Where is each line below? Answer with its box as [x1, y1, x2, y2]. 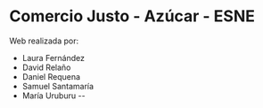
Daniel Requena [21, 71, 81, 81]
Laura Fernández [21, 52, 85, 63]
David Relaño [21, 62, 71, 73]
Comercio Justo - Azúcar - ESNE [9, 6, 256, 27]
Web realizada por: [9, 35, 78, 46]
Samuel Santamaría [21, 81, 95, 91]
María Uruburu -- [21, 90, 86, 101]
